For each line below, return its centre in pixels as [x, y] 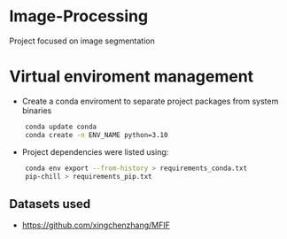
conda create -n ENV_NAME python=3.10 [97, 135]
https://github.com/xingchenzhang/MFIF [96, 225]
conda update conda [61, 127]
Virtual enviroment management [132, 77]
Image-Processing [79, 16]
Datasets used [50, 204]
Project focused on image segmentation [82, 41]
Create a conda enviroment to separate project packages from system [150, 101]
